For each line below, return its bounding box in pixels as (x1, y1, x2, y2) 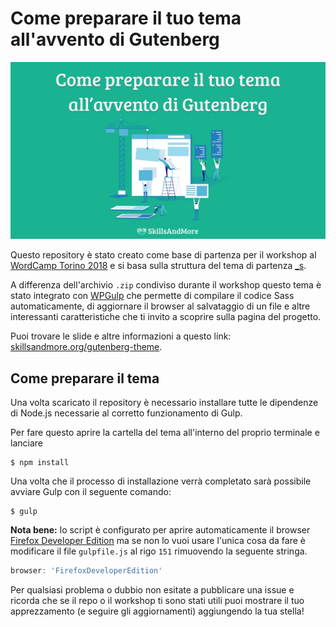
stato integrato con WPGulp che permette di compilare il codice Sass (10, 290, 295, 302)
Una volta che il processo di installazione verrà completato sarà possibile (10, 475, 312, 487)
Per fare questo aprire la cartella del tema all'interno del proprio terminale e (10, 427, 320, 439)
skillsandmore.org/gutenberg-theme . (10, 341, 163, 353)
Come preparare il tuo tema (10, 7, 242, 30)
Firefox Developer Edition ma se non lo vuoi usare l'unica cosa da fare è (10, 535, 306, 547)
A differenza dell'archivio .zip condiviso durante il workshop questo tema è (10, 279, 322, 291)
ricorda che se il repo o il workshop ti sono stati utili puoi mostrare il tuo (10, 595, 305, 607)
